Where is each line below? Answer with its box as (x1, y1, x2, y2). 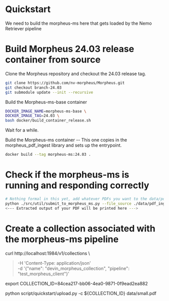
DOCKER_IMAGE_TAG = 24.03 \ (5, 113, 59, 118)
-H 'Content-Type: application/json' (17, 260, 92, 266)
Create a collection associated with (5, 223, 156, 234)
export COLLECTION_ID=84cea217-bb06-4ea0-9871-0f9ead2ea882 (5, 280, 148, 286)
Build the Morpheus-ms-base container (5, 99, 87, 105)
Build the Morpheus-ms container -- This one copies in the (5, 137, 127, 143)
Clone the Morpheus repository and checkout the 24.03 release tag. (5, 71, 146, 77)
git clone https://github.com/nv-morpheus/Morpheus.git (5, 80, 125, 85)
